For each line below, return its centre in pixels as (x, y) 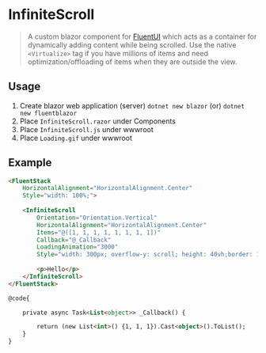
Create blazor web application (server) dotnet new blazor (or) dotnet (132, 105)
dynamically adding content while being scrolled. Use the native (132, 44)
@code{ (19, 298)
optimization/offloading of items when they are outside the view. (132, 62)
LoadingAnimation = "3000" (78, 247)
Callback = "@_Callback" (74, 240)
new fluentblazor (48, 113)
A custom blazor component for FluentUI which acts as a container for (142, 36)
